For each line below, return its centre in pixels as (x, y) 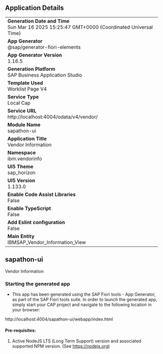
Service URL (22, 111)
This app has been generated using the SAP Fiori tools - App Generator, (84, 294)
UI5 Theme (21, 166)
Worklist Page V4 (27, 89)
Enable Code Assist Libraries (42, 194)
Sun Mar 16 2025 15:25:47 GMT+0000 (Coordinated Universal (80, 27)
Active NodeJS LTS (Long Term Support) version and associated (77, 341)
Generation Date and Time (39, 21)
